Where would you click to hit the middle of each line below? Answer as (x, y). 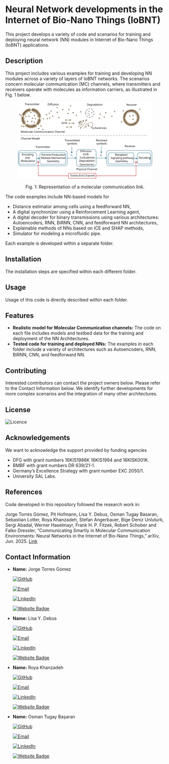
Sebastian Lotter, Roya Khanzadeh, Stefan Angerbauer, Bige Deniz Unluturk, (85, 519)
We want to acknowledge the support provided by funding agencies (76, 450)
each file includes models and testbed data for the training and (78, 333)
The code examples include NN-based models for (57, 196)
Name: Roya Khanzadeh (38, 668)
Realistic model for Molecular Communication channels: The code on (87, 328)
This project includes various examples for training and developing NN (79, 73)
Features (19, 315)
